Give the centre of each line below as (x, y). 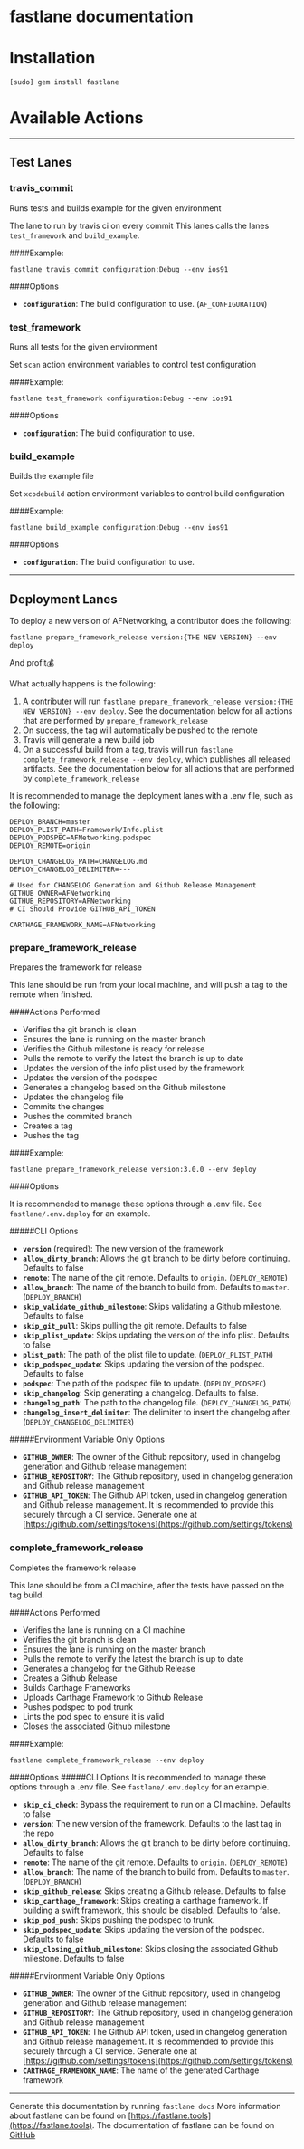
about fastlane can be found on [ (70, 2115)
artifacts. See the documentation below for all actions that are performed (158, 769)
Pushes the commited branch (77, 1117)
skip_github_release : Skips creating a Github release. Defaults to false (154, 1891)
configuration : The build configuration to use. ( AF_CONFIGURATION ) (145, 303)
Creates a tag (48, 1126)
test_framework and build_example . (75, 235)
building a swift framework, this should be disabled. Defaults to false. (151, 1910)
